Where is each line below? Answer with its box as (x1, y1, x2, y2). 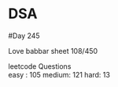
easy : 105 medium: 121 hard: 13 (8, 70, 110, 79)
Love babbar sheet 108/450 (8, 46, 98, 55)
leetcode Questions (8, 61, 72, 71)
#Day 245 (8, 31, 41, 40)
